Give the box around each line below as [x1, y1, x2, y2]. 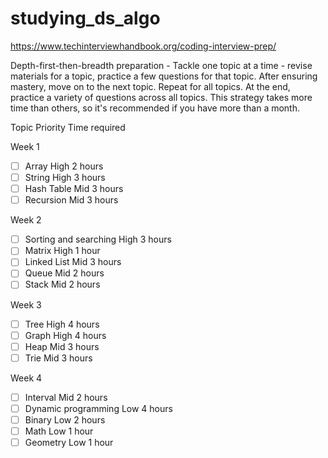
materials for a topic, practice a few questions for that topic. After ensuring [10, 70, 318, 82]
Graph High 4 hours [24, 329, 107, 341]
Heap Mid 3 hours [24, 340, 100, 352]
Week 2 [10, 214, 42, 226]
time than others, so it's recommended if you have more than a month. [10, 102, 301, 114]
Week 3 [10, 298, 42, 311]
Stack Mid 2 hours [24, 278, 101, 291]
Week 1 [10, 140, 40, 152]
